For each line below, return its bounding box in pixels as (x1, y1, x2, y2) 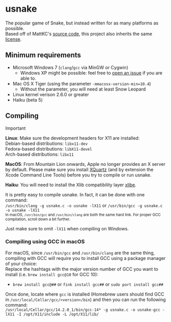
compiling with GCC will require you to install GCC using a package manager (5, 255, 166, 261)
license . (5, 36, 22, 42)
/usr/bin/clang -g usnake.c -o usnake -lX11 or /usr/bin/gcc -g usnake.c (5, 202, 163, 209)
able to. (20, 75, 37, 81)
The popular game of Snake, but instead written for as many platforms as (5, 20, 159, 26)
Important (5, 125, 26, 131)
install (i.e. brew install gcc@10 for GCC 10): (5, 271, 98, 277)
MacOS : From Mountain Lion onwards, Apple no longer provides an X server (5, 161, 165, 167)
